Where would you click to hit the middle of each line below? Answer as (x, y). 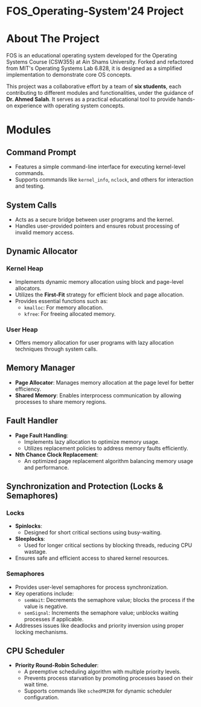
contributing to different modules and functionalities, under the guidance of (100, 93)
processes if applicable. (54, 619)
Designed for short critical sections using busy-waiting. (93, 533)
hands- (186, 99)
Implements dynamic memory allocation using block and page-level (99, 281)
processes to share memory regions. (61, 401)
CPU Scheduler (36, 651)
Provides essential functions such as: (61, 301)
